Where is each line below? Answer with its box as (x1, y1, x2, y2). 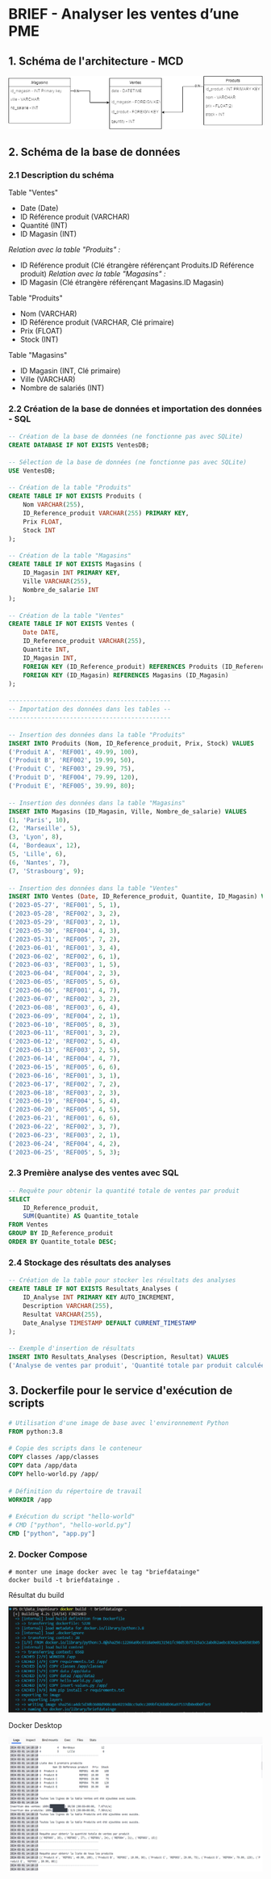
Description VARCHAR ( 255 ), (23, 1301, 114, 1309)
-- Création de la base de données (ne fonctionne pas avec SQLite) (8, 433, 244, 441)
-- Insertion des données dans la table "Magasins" (8, 799, 186, 807)
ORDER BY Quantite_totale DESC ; (8, 1238, 117, 1246)
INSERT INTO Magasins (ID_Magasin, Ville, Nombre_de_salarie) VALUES (8, 807, 248, 816)
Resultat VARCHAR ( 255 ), (23, 1310, 103, 1318)
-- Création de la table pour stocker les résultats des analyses (8, 1276, 236, 1284)
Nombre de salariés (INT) (19, 383, 105, 393)
